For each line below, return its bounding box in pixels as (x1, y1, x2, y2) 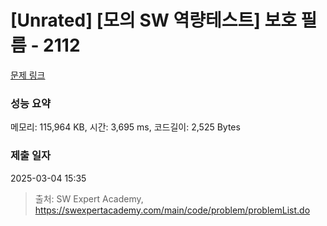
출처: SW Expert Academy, (34, 192, 144, 205)
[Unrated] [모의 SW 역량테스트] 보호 (10, 9, 297, 32)
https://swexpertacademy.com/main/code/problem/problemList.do (34, 204, 311, 216)
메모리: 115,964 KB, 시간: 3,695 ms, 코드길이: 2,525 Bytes (10, 121, 241, 133)
